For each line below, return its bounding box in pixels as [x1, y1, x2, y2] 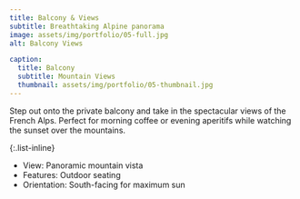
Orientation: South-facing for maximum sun [22, 179, 186, 190]
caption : [9, 55, 43, 65]
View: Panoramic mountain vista [22, 160, 144, 171]
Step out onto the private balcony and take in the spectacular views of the [9, 105, 286, 116]
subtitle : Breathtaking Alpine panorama [9, 22, 165, 31]
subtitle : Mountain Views [17, 72, 116, 82]
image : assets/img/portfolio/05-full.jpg [9, 30, 169, 39]
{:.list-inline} [9, 142, 55, 153]
